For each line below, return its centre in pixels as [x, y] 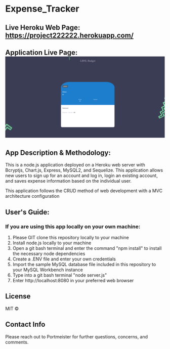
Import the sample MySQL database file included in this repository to [84, 264]
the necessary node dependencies [49, 253]
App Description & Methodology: [58, 152]
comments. [17, 342]
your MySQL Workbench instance [48, 270]
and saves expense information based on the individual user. [69, 181]
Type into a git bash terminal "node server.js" [60, 275]
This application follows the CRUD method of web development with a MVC [84, 191]
